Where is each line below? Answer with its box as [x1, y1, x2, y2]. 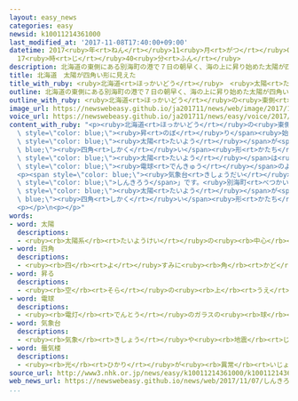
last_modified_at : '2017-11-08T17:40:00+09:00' [9, 37, 189, 47]
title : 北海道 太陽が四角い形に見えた [9, 71, 137, 80]
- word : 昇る [9, 269, 55, 278]
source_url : [9, 368, 53, 378]
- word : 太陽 [9, 220, 55, 229]
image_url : [9, 104, 50, 113]
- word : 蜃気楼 [9, 343, 61, 352]
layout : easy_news [9, 12, 77, 22]
